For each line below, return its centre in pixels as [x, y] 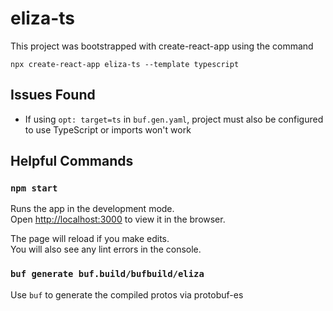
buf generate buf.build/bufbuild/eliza [107, 274]
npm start [34, 188]
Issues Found [53, 95]
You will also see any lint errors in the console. [106, 249]
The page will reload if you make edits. [90, 239]
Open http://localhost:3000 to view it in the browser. [118, 219]
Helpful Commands [72, 161]
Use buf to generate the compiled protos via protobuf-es [127, 294]
